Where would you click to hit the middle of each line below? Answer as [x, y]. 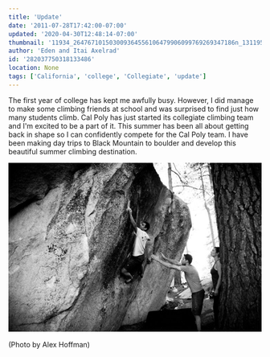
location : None [34, 68]
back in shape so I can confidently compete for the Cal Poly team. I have [129, 134]
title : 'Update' [35, 17]
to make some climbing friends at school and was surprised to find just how [134, 109]
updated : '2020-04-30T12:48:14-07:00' [73, 34]
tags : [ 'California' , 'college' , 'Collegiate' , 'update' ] [107, 76]
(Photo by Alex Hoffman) [49, 344]
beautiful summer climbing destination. [73, 151]
